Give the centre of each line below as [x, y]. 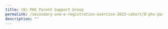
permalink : [16, 14]
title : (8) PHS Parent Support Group [44, 10]
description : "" [22, 19]
